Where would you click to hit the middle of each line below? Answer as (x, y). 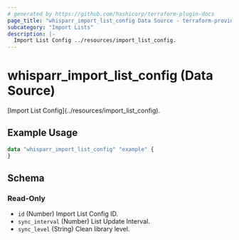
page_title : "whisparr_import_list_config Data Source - (94, 21)
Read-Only (27, 198)
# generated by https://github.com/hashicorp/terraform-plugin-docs (111, 14)
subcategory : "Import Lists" (51, 27)
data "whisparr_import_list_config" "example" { (81, 149)
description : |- (31, 34)
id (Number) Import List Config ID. (68, 214)
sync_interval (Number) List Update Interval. (84, 221)
